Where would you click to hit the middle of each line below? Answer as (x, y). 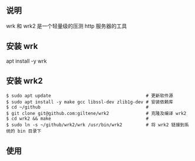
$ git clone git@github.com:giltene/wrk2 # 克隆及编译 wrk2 (96, 114)
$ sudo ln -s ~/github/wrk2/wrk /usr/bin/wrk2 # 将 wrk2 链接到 (95, 125)
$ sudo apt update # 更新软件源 (90, 96)
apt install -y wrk (27, 61)
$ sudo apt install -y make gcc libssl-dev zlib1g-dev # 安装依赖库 (90, 102)
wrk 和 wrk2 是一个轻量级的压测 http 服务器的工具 (67, 26)
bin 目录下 (29, 132)
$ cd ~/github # (77, 107)
